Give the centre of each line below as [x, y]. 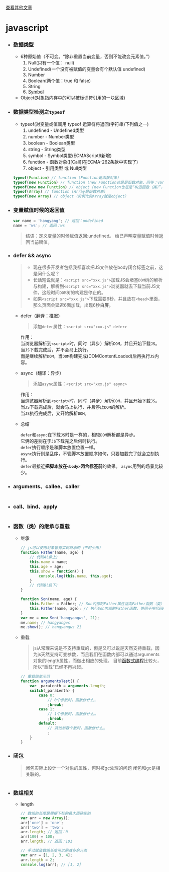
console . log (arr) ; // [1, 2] [51, 864]
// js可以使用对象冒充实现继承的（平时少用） [62, 548]
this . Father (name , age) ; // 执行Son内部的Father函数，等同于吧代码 [96, 608]
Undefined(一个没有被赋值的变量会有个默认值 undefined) [87, 69]
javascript [27, 28]
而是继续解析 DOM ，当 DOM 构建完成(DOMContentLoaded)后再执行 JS [88, 356]
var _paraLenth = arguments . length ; [68, 686]
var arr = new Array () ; [45, 818]
